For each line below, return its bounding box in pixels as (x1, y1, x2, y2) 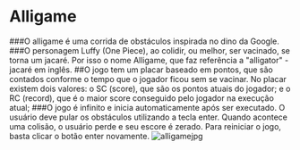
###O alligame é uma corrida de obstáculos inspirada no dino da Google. (9, 36, 279, 46)
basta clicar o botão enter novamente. (9, 130, 150, 141)
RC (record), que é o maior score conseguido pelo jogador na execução (9, 92, 275, 104)
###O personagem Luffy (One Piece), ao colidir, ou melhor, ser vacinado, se (9, 45, 291, 55)
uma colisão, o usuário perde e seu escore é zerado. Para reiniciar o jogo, (9, 121, 282, 131)
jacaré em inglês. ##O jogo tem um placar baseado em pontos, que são (9, 64, 273, 75)
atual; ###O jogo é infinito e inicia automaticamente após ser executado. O (9, 102, 286, 112)
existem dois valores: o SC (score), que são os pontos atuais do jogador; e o (9, 83, 291, 94)
